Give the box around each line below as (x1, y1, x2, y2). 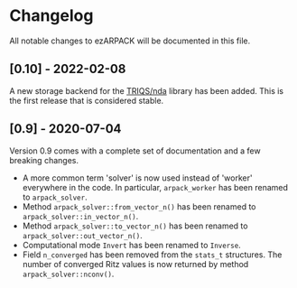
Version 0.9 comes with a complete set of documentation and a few (9, 145, 261, 156)
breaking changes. (9, 154, 79, 165)
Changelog (9, 5, 94, 26)
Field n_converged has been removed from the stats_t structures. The (22, 249, 283, 260)
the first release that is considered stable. (9, 95, 164, 106)
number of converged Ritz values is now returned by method (22, 258, 249, 269)
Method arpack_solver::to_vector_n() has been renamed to (22, 220, 248, 231)
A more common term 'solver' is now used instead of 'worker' (22, 172, 253, 183)
